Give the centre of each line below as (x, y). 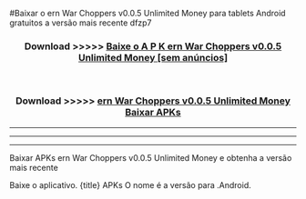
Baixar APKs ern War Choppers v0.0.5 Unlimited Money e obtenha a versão (151, 157)
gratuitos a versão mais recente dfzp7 (81, 23)
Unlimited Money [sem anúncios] (153, 57)
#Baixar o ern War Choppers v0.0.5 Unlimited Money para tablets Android (148, 13)
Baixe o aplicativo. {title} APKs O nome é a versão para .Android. (131, 184)
